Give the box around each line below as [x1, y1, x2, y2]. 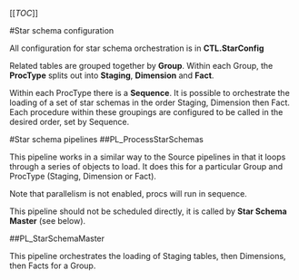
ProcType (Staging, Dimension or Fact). [9, 171, 157, 181]
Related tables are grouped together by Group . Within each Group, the [9, 61, 274, 71]
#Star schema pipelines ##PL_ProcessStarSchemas [9, 134, 204, 144]
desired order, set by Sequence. [9, 117, 130, 127]
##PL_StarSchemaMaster [9, 233, 105, 244]
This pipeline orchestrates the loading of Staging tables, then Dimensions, [9, 251, 286, 261]
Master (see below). [9, 216, 86, 226]
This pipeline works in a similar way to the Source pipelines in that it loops [9, 151, 286, 162]
